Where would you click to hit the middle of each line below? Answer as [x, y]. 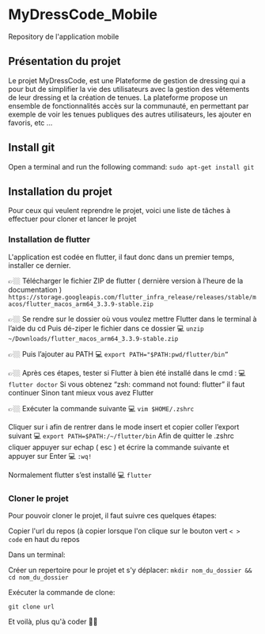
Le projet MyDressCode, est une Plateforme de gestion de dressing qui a [127, 80]
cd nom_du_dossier [38, 577]
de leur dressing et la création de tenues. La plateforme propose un [118, 97]
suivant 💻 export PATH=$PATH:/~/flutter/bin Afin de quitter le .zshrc [121, 435]
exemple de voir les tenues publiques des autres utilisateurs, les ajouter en [130, 114]
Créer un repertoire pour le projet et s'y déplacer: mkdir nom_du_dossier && [130, 570]
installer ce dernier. [40, 265]
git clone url [32, 607]
